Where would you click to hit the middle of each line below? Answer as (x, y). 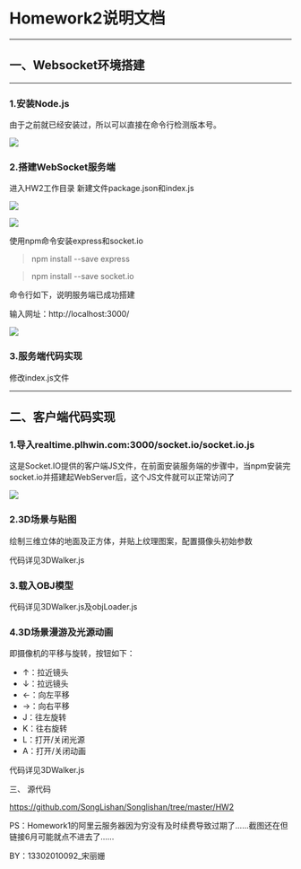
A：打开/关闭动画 (54, 751)
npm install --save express (80, 259)
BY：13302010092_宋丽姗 (57, 856)
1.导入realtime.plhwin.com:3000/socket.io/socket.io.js (132, 444)
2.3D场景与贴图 (43, 520)
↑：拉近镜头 (45, 672)
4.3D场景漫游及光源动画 (61, 632)
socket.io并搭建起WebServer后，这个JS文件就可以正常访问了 (122, 478)
